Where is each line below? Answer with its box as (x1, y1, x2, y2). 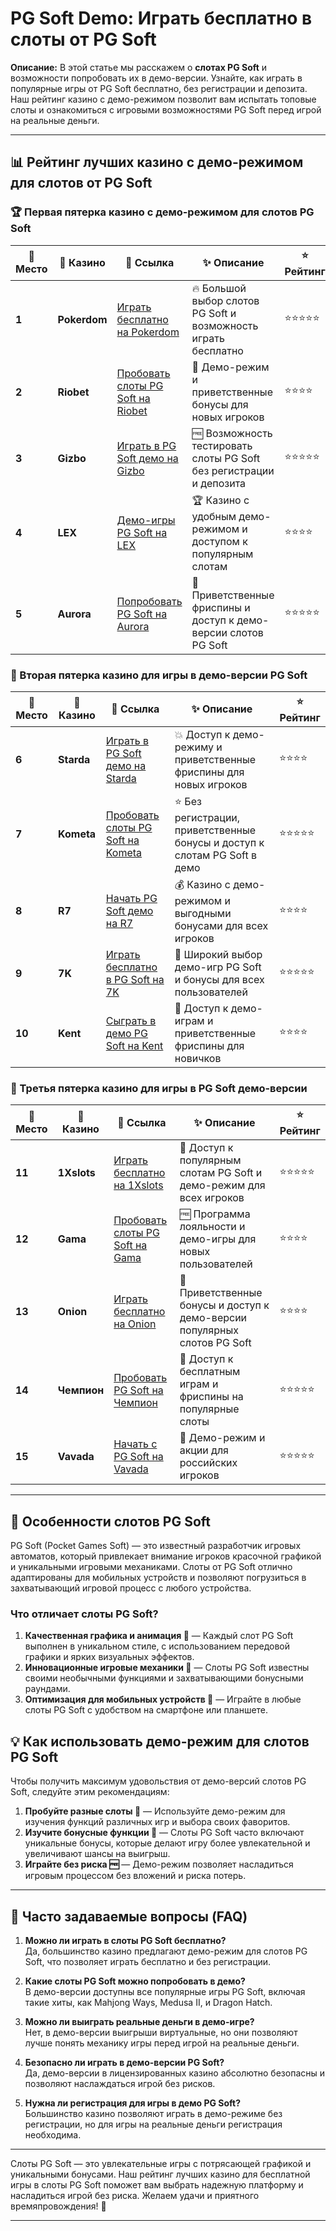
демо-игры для (179, 1232, 257, 1246)
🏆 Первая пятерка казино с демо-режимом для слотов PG (10, 205, 315, 219)
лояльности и (179, 1220, 246, 1234)
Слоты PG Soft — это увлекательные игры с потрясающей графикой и (10, 2157, 312, 2169)
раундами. (24, 1683, 71, 1695)
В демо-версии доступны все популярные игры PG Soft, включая (24, 1985, 306, 1997)
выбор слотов (191, 293, 260, 307)
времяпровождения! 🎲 (10, 2200, 107, 2212)
